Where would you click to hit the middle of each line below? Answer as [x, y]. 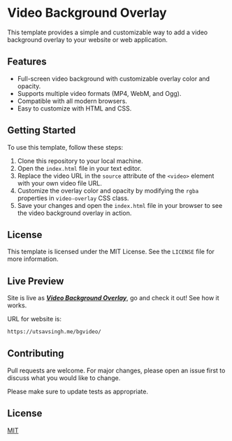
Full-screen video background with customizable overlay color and [114, 78]
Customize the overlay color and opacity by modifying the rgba [108, 190]
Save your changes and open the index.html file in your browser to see [120, 205]
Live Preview [36, 281]
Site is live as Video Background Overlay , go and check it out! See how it [113, 298]
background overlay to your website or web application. [87, 39]
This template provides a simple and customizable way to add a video [108, 32]
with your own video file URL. [60, 183]
